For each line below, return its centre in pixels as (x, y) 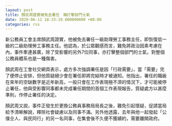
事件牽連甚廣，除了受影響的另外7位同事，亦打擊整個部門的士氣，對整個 (89, 52)
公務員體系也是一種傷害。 (32, 59)
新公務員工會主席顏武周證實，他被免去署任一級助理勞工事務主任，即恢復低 (84, 39)
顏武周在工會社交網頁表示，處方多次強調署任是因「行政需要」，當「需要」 (83, 69)
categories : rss (23, 24)
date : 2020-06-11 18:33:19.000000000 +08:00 (53, 19)
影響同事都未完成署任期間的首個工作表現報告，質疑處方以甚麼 (102, 89)
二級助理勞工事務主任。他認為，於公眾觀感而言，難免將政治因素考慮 (86, 46)
